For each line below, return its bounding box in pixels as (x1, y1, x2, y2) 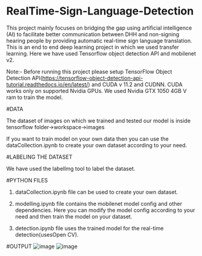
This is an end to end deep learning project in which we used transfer (6, 43, 180, 51)
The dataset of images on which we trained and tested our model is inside (6, 117, 191, 124)
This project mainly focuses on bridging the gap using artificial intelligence (6, 24, 192, 31)
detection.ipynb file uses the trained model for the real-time (15, 225, 164, 232)
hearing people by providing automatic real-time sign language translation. (6, 37, 192, 44)
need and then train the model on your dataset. (15, 213, 132, 220)
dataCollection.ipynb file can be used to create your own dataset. (15, 188, 178, 196)
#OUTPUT (6, 243, 32, 250)
